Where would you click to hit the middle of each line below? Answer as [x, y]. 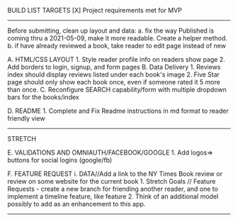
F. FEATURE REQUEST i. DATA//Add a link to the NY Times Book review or [115, 174]
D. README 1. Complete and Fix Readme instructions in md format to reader [118, 111]
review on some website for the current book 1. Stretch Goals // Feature [112, 181]
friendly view [26, 118]
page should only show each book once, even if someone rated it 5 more [114, 82]
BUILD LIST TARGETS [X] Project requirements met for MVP [95, 10]
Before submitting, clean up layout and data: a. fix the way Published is [111, 30]
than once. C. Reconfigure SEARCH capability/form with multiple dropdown [117, 89]
